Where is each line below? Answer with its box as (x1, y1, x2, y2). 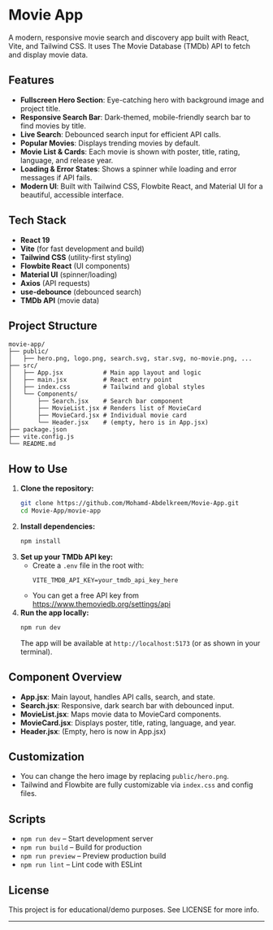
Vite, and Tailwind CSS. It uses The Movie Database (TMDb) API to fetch (8, 41, 250, 50)
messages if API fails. (19, 172, 93, 182)
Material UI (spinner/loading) (19, 270, 118, 279)
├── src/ (8, 361, 38, 370)
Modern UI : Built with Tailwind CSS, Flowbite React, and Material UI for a (19, 181, 263, 191)
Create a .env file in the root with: (32, 560, 145, 570)
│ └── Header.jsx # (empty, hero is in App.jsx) (8, 418, 209, 427)
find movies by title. (19, 120, 87, 131)
